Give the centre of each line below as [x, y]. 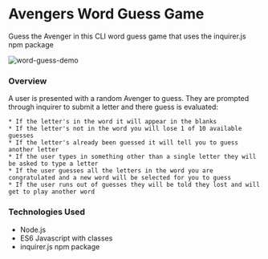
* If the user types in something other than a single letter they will [132, 157]
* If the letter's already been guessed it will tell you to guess [124, 143]
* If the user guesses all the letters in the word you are [111, 171]
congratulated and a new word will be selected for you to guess [120, 178]
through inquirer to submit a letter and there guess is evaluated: [114, 107]
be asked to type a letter [53, 164]
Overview [28, 81]
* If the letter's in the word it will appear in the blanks [113, 122]
